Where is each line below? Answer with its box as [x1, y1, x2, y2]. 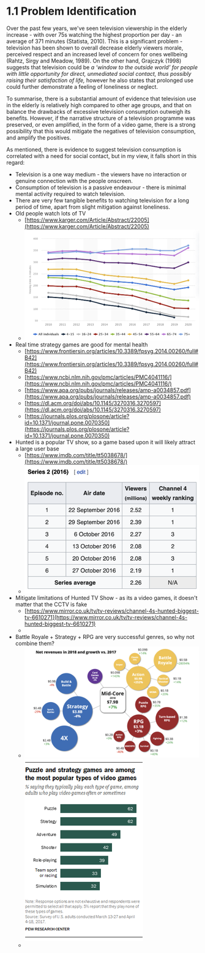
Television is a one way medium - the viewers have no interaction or [15, 170, 187, 178]
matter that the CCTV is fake [15, 600, 88, 608]
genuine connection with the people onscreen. [15, 177, 133, 184]
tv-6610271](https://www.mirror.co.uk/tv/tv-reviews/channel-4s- [24, 613, 188, 621]
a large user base [15, 445, 59, 452]
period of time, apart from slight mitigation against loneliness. [15, 203, 170, 211]
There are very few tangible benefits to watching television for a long [15, 196, 190, 204]
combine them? [15, 640, 55, 647]
